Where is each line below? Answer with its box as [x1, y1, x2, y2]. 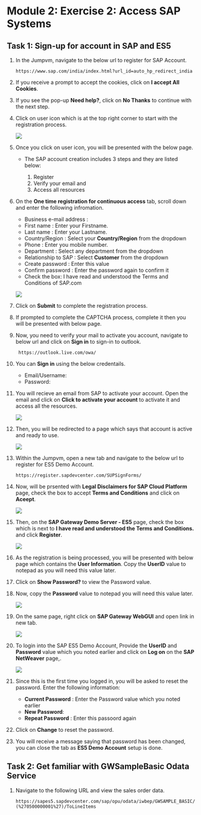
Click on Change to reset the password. [15, 726, 114, 733]
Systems [7, 17, 51, 31]
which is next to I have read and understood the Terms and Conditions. [15, 525, 194, 532]
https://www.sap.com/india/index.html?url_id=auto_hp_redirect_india [15, 68, 193, 74]
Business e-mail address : [24, 216, 89, 223]
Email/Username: [24, 372, 68, 378]
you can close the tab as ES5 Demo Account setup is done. [15, 744, 163, 751]
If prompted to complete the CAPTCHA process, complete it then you [15, 314, 186, 321]
